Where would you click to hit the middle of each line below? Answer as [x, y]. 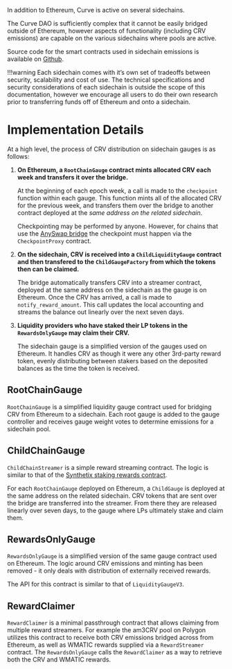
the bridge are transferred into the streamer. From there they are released [112, 503]
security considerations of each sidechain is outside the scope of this [106, 87]
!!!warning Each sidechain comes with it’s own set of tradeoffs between [109, 72]
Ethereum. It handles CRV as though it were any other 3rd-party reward [119, 354]
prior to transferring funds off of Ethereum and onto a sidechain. [99, 102]
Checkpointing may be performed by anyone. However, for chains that [117, 226]
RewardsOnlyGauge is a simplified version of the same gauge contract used [112, 556]
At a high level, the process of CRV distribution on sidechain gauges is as [111, 149]
